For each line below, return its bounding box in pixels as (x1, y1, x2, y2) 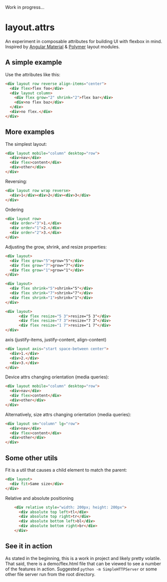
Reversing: (5, 178, 28, 184)
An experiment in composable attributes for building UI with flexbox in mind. (5, 38, 162, 44)
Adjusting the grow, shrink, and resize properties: (5, 244, 107, 250)
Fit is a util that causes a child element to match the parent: (5, 467, 127, 473)
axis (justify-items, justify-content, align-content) (5, 337, 107, 343)
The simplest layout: (5, 141, 47, 147)
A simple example (5, 58, 62, 67)
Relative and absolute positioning (5, 495, 74, 501)
